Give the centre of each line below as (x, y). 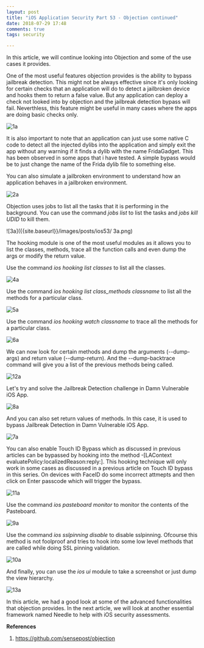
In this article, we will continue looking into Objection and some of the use (99, 57)
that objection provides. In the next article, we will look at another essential (100, 608)
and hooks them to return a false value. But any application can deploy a (97, 95)
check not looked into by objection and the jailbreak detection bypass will (98, 102)
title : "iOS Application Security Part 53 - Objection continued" (92, 18)
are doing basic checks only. (42, 115)
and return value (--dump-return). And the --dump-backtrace (98, 359)
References (21, 627)
